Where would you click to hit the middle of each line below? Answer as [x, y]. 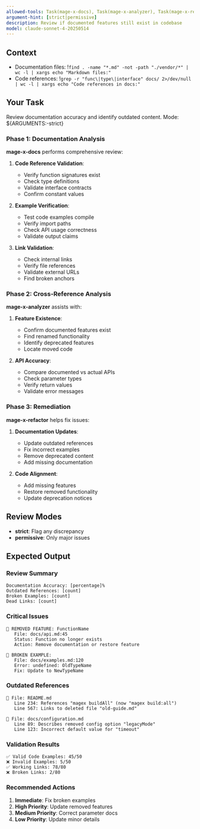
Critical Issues [27, 616]
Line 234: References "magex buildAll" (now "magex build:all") [96, 703]
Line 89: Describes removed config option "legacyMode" [85, 724]
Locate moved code [48, 349]
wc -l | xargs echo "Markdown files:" [63, 73]
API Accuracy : [33, 361]
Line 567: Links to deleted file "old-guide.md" [75, 708]
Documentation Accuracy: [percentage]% [56, 586]
